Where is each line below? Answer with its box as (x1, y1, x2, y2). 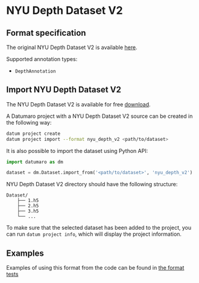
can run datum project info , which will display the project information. (6, 230, 182, 238)
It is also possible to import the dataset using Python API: (6, 147, 148, 154)
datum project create (6, 131, 61, 137)
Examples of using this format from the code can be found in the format (6, 264, 185, 272)
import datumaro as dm (6, 158, 63, 165)
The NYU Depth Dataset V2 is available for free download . (6, 100, 151, 108)
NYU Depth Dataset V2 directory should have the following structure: (6, 181, 178, 188)
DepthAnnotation (14, 68, 56, 74)
